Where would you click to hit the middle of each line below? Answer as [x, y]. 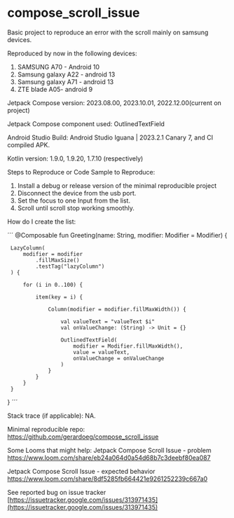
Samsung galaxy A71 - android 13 [66, 81]
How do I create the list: [42, 221]
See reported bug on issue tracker [57, 492]
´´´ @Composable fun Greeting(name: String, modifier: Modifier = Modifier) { [117, 235]
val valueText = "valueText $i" [108, 321]
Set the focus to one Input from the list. [74, 200]
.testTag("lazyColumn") [70, 266]
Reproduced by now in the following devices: [72, 53]
